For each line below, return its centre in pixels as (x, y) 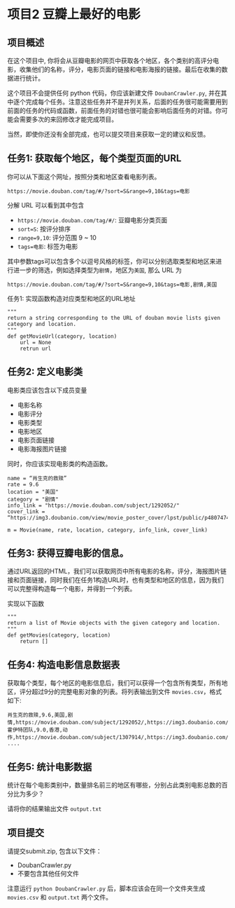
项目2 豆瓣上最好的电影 (74, 14)
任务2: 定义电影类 (45, 372)
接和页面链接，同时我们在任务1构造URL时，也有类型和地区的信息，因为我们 (116, 580)
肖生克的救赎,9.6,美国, (38, 715)
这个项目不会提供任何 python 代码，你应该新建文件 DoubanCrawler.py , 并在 (114, 93)
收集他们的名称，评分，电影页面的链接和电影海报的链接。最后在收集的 (120, 69)
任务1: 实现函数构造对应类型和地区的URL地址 (72, 298)
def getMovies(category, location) (59, 635)
